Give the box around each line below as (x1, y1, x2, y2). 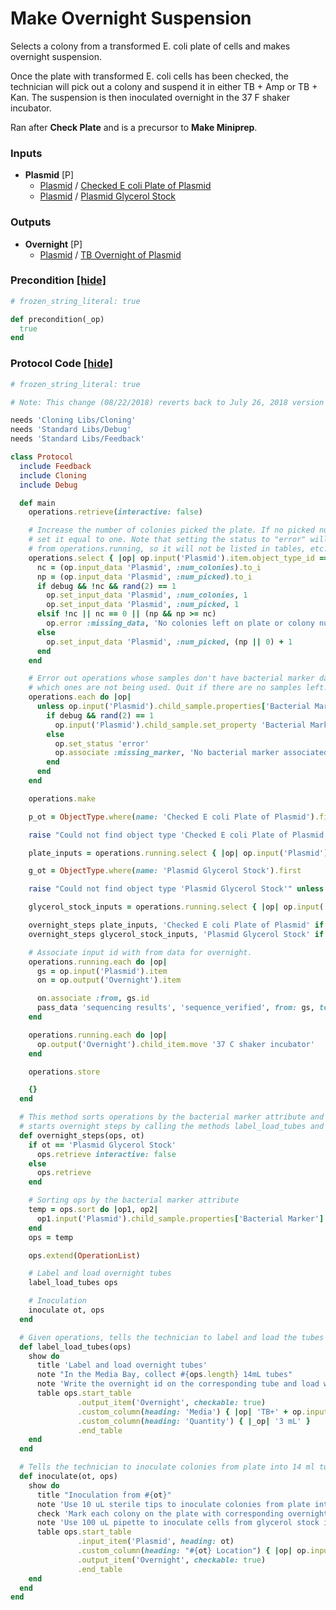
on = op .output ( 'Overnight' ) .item (36, 975, 182, 986)
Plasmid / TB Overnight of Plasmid (39, 248, 182, 261)
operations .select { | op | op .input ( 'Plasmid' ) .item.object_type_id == (28, 553, 329, 563)
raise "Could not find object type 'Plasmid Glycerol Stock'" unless (28, 884, 325, 894)
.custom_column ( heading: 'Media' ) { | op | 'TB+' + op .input (77, 1407, 329, 1417)
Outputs (10, 215, 52, 229)
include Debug (19, 480, 78, 490)
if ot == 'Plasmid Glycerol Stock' (28, 1140, 177, 1150)
